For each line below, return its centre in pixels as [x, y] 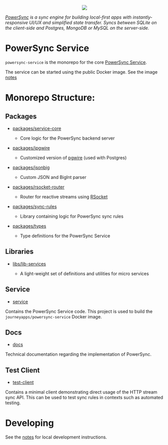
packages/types [29, 226]
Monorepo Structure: [50, 98]
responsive [17, 22]
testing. [13, 403]
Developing [30, 423]
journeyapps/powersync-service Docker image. [54, 316]
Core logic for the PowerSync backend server [67, 138]
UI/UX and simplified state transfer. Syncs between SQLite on [93, 22]
